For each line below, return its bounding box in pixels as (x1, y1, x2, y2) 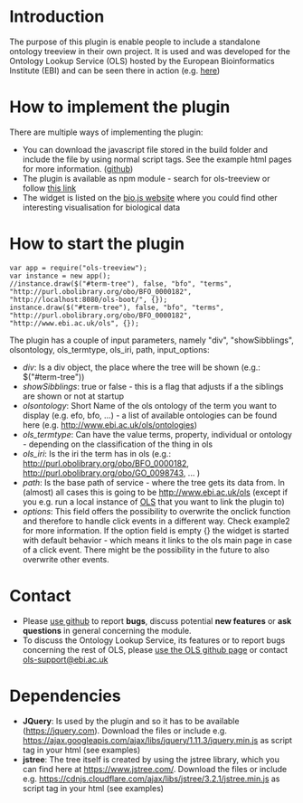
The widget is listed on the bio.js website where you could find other (22, 192, 278, 203)
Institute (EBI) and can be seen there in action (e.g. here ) (9, 65, 221, 76)
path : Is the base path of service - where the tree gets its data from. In (22, 477, 285, 487)
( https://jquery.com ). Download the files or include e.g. (22, 725, 228, 736)
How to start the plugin (9, 233, 185, 254)
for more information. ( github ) (22, 163, 134, 174)
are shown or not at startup (22, 391, 125, 401)
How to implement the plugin (9, 97, 231, 118)
